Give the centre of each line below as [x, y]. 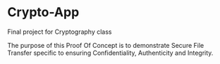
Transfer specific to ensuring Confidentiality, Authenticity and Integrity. [110, 53]
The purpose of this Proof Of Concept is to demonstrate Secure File [106, 45]
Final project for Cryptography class [60, 32]
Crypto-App [43, 12]
